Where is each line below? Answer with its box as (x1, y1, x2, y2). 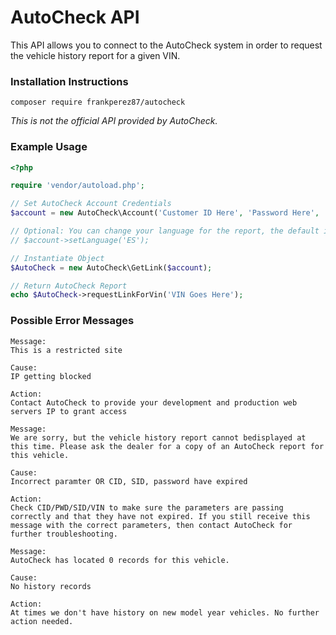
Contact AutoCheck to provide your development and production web (10, 397, 298, 408)
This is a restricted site (10, 345, 123, 355)
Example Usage (10, 140, 88, 154)
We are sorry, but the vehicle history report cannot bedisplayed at (10, 432, 307, 443)
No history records (10, 581, 92, 591)
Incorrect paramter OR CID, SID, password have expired (10, 476, 248, 486)
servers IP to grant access (10, 406, 128, 416)
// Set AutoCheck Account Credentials (10, 199, 172, 209)
